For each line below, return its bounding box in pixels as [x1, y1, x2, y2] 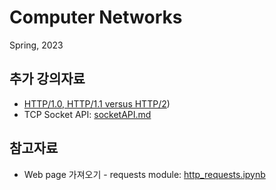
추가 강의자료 [9, 71, 86, 88]
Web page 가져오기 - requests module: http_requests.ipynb [23, 168, 266, 180]
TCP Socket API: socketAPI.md [23, 108, 152, 120]
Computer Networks [9, 6, 183, 29]
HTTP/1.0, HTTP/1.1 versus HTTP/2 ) [23, 97, 171, 110]
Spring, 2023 [9, 39, 64, 51]
